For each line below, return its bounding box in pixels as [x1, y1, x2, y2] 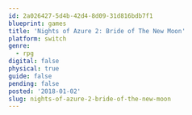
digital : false [8, 57, 60, 66]
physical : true [8, 65, 60, 73]
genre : [8, 42, 31, 50]
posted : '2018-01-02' [8, 87, 81, 96]
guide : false [8, 72, 52, 80]
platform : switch [8, 34, 67, 43]
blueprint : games [8, 19, 67, 28]
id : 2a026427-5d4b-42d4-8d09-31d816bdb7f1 [8, 11, 153, 20]
